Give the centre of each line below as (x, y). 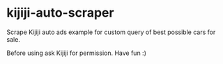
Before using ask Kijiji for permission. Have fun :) (77, 53)
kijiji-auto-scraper (60, 13)
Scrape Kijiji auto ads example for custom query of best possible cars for (111, 32)
